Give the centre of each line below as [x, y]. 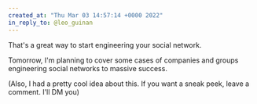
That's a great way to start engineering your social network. [105, 45]
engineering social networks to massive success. [88, 68]
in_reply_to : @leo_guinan [50, 23]
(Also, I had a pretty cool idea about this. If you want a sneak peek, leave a [129, 84]
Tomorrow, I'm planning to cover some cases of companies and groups [123, 60]
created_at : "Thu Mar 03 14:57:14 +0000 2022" [86, 15]
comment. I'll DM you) [44, 91]
